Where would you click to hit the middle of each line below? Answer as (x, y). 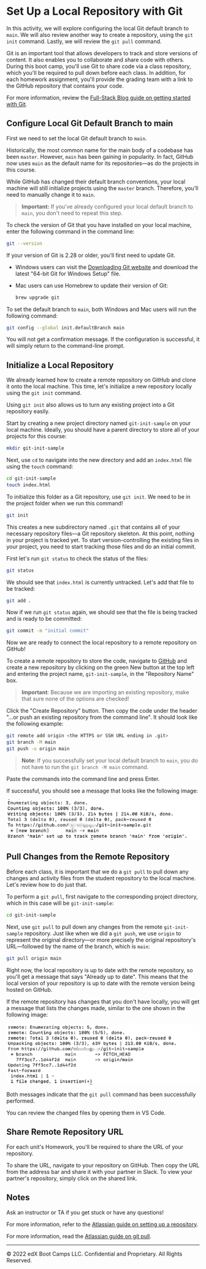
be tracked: (21, 588)
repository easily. (28, 412)
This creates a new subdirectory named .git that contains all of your (93, 527)
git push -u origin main (38, 749)
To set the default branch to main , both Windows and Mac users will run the (101, 309)
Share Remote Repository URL (65, 1132)
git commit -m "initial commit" (48, 631)
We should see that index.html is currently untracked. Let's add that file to (100, 582)
